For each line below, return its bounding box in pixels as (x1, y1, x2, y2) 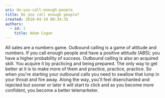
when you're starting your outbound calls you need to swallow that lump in (5, 71, 159, 77)
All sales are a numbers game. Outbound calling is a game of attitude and (5, 45, 157, 50)
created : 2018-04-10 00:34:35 (5, 17, 69, 22)
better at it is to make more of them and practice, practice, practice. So (5, 66, 152, 72)
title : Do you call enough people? (5, 12, 80, 17)
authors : (5, 21, 24, 27)
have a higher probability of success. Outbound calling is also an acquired (5, 55, 158, 61)
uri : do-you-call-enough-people (5, 7, 73, 13)
